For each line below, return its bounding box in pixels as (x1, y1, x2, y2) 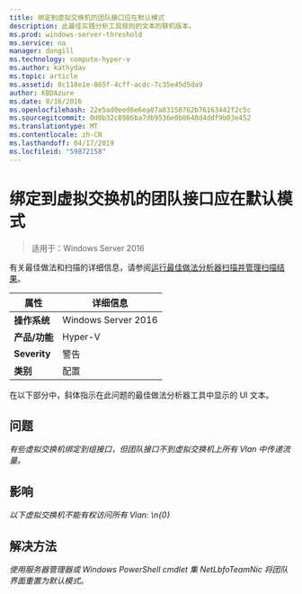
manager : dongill (9, 47, 75, 56)
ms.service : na (9, 38, 67, 48)
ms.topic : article (9, 72, 78, 81)
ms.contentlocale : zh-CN (9, 130, 102, 139)
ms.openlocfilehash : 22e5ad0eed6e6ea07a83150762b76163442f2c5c (9, 105, 252, 114)
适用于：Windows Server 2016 (31, 242, 146, 253)
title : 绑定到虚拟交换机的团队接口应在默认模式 (9, 13, 165, 22)
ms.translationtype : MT (9, 122, 99, 131)
